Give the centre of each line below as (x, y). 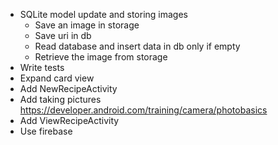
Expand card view (57, 78)
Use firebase (46, 131)
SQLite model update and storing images (103, 14)
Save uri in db (63, 35)
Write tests (42, 67)
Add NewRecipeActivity (68, 88)
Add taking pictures (60, 99)
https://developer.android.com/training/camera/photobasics (143, 110)
